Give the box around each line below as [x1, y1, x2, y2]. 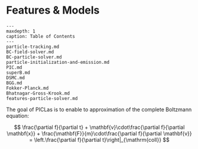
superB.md [6, 69, 31, 76]
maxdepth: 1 [6, 28, 35, 34]
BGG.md [6, 80, 22, 86]
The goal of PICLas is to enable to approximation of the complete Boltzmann [6, 106, 192, 113]
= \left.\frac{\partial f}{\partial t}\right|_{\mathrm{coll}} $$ [29, 136, 170, 143]
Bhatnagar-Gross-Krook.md [6, 90, 70, 96]
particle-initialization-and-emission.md [6, 59, 110, 65]
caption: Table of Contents [6, 33, 76, 39]
